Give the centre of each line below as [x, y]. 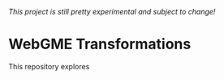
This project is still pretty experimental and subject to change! [112, 12]
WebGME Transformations [100, 44]
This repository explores [49, 66]
